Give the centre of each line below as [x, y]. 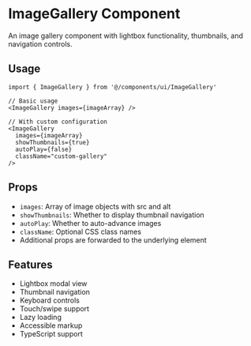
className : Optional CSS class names [81, 231]
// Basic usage [33, 101]
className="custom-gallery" [62, 156]
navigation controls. [40, 43]
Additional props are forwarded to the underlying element [113, 240]
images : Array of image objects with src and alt [95, 206]
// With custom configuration [58, 122]
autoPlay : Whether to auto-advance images [90, 223]
